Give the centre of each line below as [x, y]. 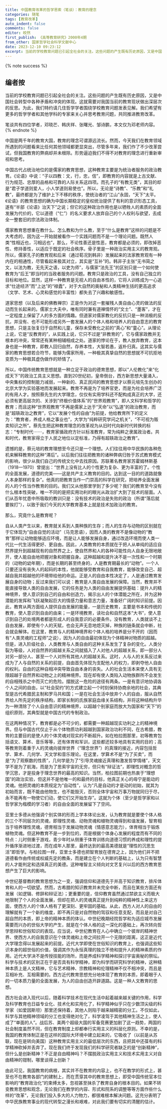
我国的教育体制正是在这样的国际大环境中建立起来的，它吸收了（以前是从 [79, 1035]
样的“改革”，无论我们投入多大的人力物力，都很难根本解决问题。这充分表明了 [83, 1096]
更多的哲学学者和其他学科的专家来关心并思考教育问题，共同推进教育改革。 [81, 114]
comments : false [22, 28]
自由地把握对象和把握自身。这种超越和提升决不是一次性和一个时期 [94, 557]
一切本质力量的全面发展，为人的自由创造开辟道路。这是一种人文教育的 [81, 981]
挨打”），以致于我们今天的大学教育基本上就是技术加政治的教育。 [75, 505]
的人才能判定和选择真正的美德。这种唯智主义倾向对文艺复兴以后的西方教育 [81, 864]
